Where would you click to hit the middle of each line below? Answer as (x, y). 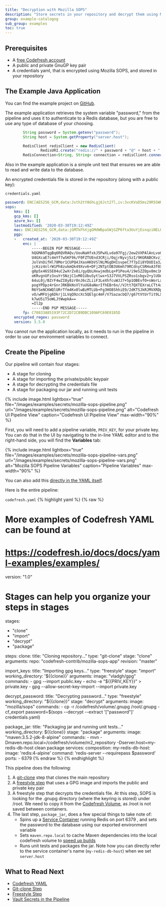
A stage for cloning (32, 373)
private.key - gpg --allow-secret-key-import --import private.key (71, 686)
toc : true (15, 28)
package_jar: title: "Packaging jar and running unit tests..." (64, 726)
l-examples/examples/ (52, 563)
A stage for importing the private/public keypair (61, 379)
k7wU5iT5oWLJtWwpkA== (54, 299)
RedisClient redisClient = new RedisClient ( (69, 146)
